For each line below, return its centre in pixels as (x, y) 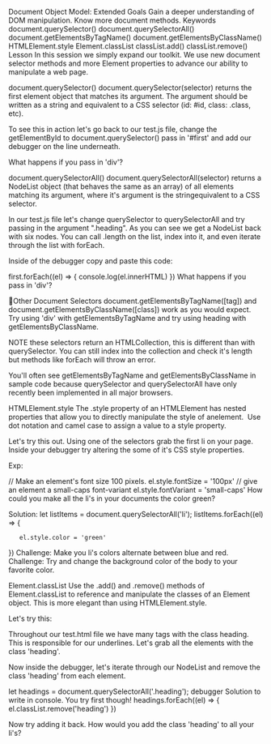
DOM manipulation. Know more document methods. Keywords (112, 20)
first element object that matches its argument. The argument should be (128, 96)
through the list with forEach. (57, 245)
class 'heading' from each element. (67, 676)
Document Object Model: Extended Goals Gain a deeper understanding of (131, 12)
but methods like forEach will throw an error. (82, 359)
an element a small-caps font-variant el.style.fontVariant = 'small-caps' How (135, 490)
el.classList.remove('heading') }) (63, 709)
